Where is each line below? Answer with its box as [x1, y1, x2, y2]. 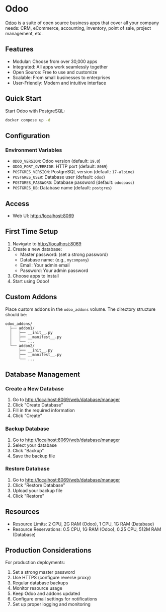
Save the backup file [12, 453, 55, 459]
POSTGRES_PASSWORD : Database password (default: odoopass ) [12, 179, 134, 185]
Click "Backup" [12, 447, 44, 453]
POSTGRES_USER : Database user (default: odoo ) [12, 174, 106, 180]
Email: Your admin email [20, 262, 70, 268]
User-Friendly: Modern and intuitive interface [12, 80, 107, 86]
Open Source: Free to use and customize [12, 69, 98, 75]
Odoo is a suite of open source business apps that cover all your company [5, 20, 159, 26]
